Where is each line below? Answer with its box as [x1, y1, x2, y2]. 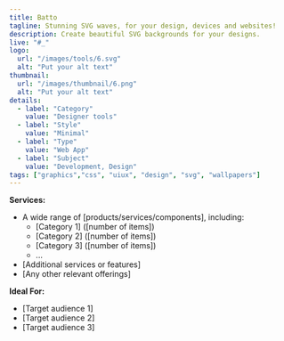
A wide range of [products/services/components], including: [21, 212, 245, 223]
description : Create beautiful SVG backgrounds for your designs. [9, 29, 261, 38]
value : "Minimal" [25, 129, 90, 138]
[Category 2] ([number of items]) [35, 231, 157, 241]
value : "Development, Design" [25, 162, 138, 171]
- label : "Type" [17, 137, 77, 146]
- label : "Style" [17, 121, 82, 130]
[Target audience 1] [21, 304, 93, 314]
